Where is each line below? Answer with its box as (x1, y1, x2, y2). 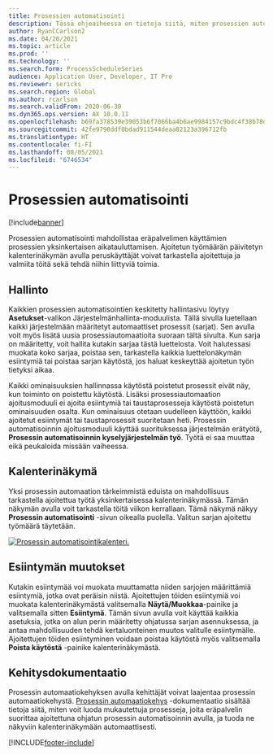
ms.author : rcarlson (8, 95, 79, 103)
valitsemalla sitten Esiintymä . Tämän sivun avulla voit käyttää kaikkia (8, 608, 239, 618)
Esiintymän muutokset (8, 561, 125, 574)
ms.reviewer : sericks (8, 80, 82, 88)
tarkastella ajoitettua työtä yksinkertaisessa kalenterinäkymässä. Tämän (8, 495, 249, 504)
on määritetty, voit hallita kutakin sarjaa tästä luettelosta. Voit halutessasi (8, 339, 251, 348)
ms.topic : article (8, 42, 71, 50)
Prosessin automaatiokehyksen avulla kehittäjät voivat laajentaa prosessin (8, 687, 256, 697)
